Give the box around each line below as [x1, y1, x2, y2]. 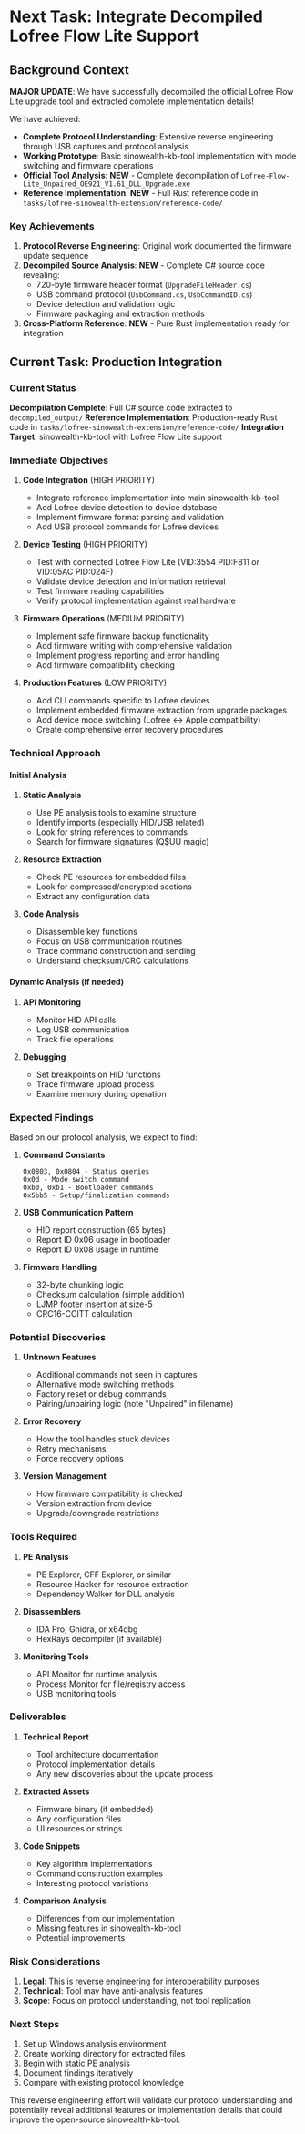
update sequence [22, 251, 89, 262]
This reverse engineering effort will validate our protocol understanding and [9, 2095, 293, 2106]
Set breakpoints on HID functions [36, 1069, 161, 1080]
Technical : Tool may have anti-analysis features [22, 1985, 203, 1996]
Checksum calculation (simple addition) [36, 1288, 185, 1299]
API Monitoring [22, 996, 82, 1008]
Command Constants [22, 1149, 106, 1160]
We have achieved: [9, 114, 81, 124]
